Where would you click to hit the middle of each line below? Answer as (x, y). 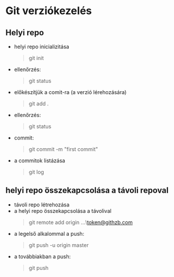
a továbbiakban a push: (42, 256)
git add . (39, 104)
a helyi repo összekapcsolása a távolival (63, 211)
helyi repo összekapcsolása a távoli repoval (87, 190)
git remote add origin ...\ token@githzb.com (81, 222)
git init (36, 58)
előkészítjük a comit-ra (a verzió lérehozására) (70, 92)
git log (36, 172)
